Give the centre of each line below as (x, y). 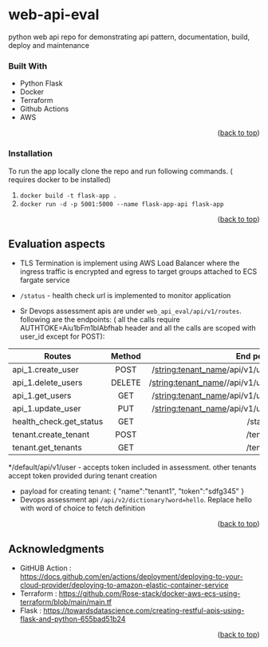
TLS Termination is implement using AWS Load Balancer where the (130, 263)
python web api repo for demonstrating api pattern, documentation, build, (129, 37)
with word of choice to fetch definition (83, 508)
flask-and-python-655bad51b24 (73, 619)
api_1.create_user (45, 370)
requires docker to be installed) (60, 179)
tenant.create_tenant (51, 435)
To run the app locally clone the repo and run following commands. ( (120, 171)
